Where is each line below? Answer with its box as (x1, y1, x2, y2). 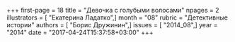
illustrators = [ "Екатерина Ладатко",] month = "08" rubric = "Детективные (6, 13, 228, 22)
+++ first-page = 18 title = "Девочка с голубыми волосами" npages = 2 (6, 6, 219, 14)
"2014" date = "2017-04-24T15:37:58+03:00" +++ (6, 28, 154, 36)
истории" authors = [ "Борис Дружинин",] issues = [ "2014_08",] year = (6, 21, 218, 29)
